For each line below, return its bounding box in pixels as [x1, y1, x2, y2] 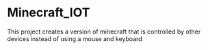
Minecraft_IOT [7, 5, 90, 21]
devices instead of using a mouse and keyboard [7, 34, 142, 42]
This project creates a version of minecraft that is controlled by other [7, 27, 201, 36]
